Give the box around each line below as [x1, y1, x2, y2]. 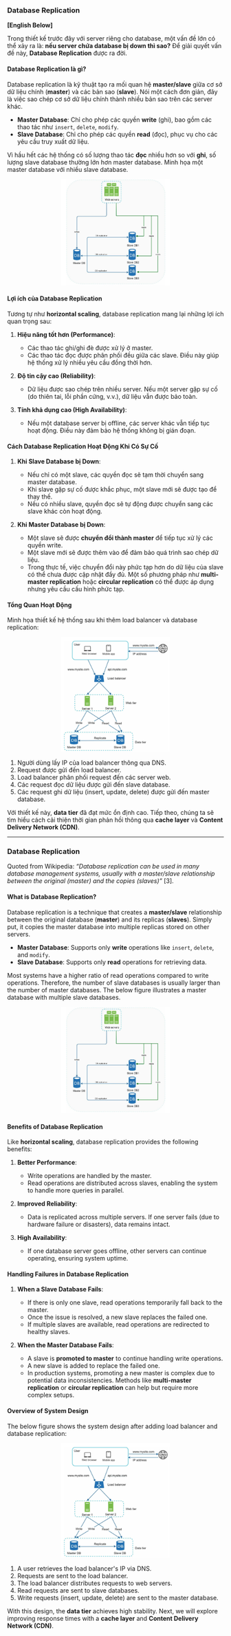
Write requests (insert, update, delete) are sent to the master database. [16, 1594, 219, 1602]
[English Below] [7, 21, 53, 30]
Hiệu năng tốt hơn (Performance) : [16, 330, 115, 338]
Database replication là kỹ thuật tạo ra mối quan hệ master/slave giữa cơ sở [7, 80, 223, 88]
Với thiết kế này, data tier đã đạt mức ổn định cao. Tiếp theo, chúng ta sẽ [7, 809, 214, 817]
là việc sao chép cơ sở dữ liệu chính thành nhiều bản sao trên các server [7, 95, 213, 103]
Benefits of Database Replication [7, 1122, 103, 1131]
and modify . [16, 950, 50, 959]
